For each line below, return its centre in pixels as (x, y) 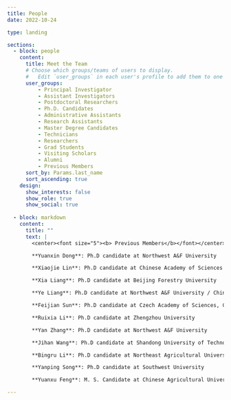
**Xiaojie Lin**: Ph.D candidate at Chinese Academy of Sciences (128, 268)
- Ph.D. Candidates (66, 109)
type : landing (27, 32)
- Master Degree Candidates (78, 128)
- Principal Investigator (75, 90)
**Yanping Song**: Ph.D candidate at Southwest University (118, 368)
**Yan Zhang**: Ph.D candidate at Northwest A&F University (120, 330)
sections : (21, 45)
